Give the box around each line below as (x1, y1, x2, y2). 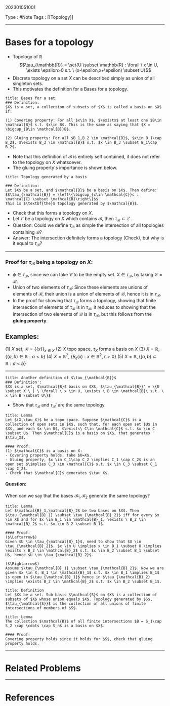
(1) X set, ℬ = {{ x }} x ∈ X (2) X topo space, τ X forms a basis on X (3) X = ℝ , (5, 346, 160, 353)
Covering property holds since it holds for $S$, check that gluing (5, 636, 153, 642)
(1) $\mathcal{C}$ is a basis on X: (5, 448, 82, 453)
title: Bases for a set (5, 96, 56, 101)
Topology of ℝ (12, 53, 42, 60)
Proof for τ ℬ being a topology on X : (5, 259, 93, 267)
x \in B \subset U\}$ (5, 393, 51, 398)
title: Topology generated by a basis (5, 174, 87, 179)
